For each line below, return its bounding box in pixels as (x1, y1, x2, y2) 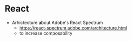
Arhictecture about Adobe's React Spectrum (11, 19, 103, 25)
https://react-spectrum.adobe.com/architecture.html (19, 24, 128, 30)
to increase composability (19, 30, 73, 36)
